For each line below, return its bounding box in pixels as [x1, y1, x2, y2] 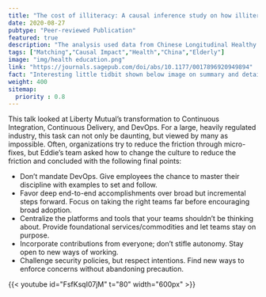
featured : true [8, 33, 59, 42]
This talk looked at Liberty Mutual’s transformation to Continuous [8, 114, 220, 124]
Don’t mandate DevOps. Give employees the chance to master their [19, 172, 240, 181]
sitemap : [8, 85, 37, 93]
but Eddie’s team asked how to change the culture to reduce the [27, 148, 237, 158]
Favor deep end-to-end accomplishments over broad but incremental [19, 188, 247, 198]
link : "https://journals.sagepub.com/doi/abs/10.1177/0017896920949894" [8, 63, 253, 71]
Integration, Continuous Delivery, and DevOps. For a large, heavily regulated [8, 123, 256, 132]
